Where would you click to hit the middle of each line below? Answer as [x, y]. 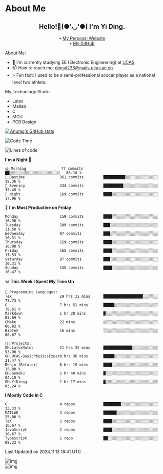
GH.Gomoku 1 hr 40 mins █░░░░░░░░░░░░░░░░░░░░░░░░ [82, 373]
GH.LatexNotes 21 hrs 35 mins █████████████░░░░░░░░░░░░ [82, 348]
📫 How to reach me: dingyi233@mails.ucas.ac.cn [62, 68]
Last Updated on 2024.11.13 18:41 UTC [43, 452]
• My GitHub [82, 43]
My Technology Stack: [28, 92]
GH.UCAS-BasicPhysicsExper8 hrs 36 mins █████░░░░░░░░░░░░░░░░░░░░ [82, 356]
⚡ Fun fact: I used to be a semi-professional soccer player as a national [83, 75]
